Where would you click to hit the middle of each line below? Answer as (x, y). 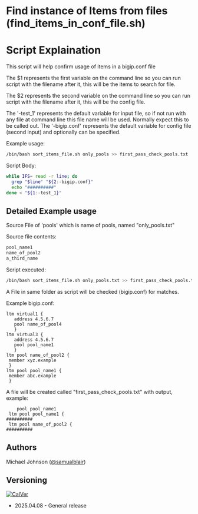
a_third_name (22, 258)
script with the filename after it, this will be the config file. (76, 102)
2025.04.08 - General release (51, 506)
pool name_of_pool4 (38, 324)
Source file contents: (32, 237)
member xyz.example (33, 360)
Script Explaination (54, 50)
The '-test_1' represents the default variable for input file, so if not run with (96, 114)
